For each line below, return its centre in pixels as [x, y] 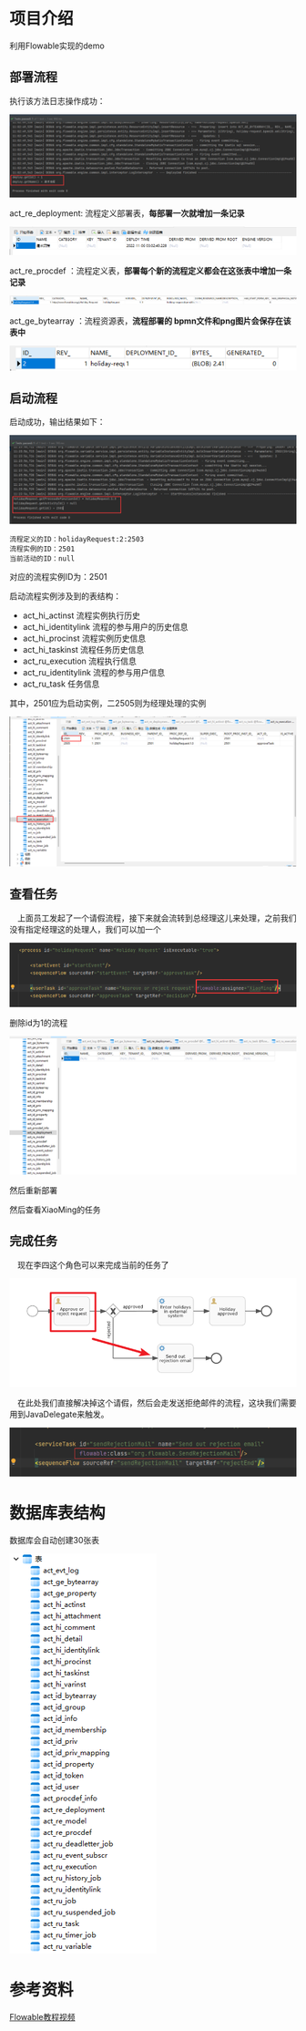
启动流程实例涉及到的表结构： [65, 596]
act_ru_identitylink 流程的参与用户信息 [94, 672]
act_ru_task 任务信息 [61, 684]
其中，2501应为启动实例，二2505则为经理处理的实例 [108, 703]
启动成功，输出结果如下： [57, 422]
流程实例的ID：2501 [42, 549]
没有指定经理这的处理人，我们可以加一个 [85, 929]
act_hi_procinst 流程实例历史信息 [84, 638]
